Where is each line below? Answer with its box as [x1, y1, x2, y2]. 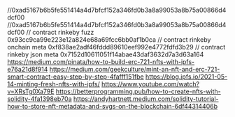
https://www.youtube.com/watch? [101, 80, 200, 88]
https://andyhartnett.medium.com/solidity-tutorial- [73, 95, 219, 103]
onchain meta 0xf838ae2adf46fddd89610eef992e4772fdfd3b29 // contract [7, 43, 226, 51]
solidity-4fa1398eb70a [7, 95, 72, 103]
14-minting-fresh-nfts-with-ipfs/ [7, 80, 100, 88]
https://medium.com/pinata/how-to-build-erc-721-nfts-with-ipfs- [7, 58, 195, 65]
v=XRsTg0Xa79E [7, 87, 55, 95]
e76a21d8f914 [7, 65, 48, 73]
